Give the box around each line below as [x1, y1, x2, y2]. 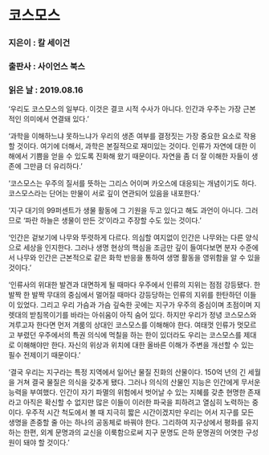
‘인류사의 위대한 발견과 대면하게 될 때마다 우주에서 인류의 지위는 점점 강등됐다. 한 [8, 280, 261, 289]
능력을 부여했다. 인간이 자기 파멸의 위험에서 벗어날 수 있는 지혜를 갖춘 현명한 [8, 387, 247, 397]
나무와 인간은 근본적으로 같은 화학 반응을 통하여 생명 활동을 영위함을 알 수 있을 [16, 253, 261, 263]
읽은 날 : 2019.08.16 [8, 84, 84, 96]
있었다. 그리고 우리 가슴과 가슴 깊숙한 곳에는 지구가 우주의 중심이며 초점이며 [16, 300, 253, 309]
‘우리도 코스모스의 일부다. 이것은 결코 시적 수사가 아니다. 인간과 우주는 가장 [8, 105, 242, 114]
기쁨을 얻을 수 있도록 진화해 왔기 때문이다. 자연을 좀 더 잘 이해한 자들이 [29, 151, 251, 161]
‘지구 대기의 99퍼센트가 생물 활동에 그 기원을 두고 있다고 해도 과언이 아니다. [8, 206, 243, 215]
